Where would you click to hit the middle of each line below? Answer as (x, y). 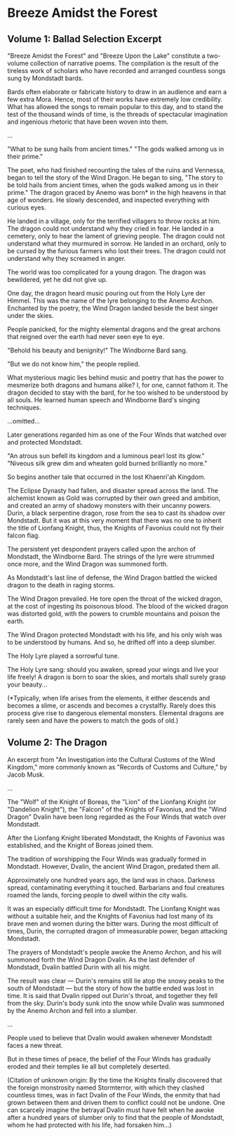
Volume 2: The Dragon (57, 742)
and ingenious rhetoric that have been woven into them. (88, 122)
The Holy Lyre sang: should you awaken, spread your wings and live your (113, 669)
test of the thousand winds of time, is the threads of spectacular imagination (117, 114)
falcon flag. (23, 535)
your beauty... (27, 684)
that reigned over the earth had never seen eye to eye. (86, 337)
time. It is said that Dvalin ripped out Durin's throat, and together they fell (113, 995)
